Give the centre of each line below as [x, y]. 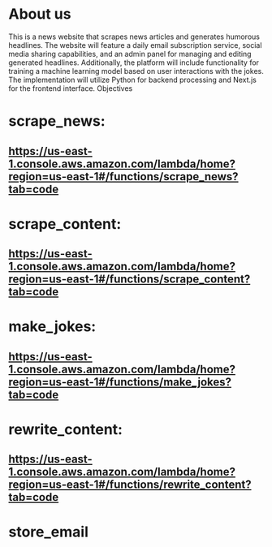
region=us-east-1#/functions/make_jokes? [120, 382]
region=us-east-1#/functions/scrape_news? [123, 177]
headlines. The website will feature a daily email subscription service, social [135, 45]
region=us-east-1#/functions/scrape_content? [130, 280]
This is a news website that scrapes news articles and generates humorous [134, 37]
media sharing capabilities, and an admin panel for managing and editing [130, 54]
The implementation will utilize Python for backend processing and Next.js [133, 80]
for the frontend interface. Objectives [71, 88]
